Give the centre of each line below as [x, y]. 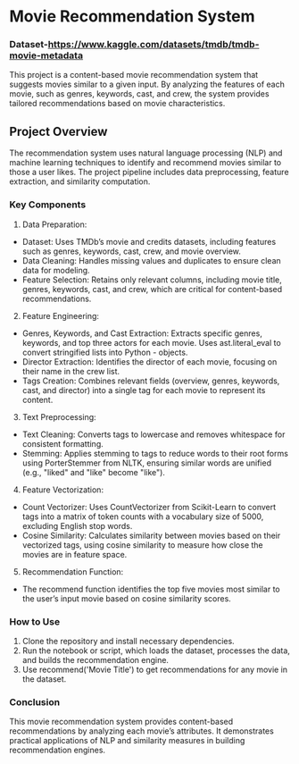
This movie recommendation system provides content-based [121, 722]
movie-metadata [46, 55]
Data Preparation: [54, 224]
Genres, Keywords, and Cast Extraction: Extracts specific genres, [142, 333]
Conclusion [35, 701]
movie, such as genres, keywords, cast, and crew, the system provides [139, 94]
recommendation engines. [57, 750]
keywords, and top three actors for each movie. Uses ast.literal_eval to [151, 342]
